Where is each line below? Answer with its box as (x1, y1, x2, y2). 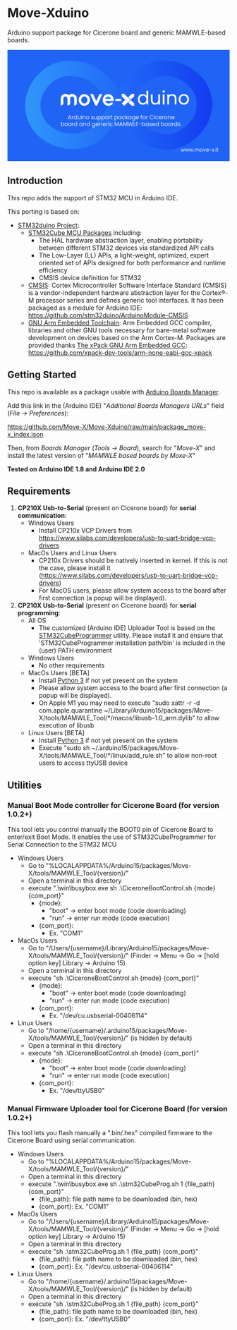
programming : (17, 609, 61, 617)
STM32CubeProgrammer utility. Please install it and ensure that (38, 631, 224, 640)
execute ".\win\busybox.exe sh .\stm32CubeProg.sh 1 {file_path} (28, 1180, 215, 1188)
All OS (28, 616, 47, 625)
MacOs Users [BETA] (28, 669, 90, 677)
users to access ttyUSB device (38, 758, 128, 767)
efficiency (38, 266, 68, 274)
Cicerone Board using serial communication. (7, 1136, 136, 1144)
